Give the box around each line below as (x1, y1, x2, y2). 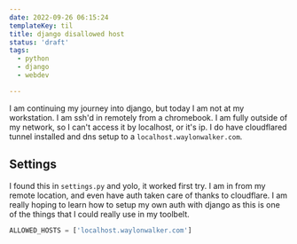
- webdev (17, 71, 50, 80)
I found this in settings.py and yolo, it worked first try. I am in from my (9, 180, 266, 191)
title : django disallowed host (9, 29, 125, 38)
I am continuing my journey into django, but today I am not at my (9, 103, 245, 114)
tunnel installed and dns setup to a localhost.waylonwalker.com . (9, 130, 243, 142)
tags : (9, 46, 29, 55)
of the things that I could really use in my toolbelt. (9, 209, 191, 219)
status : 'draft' (9, 37, 69, 47)
